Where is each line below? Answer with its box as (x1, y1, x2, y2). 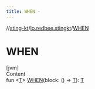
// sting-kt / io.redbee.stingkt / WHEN (6, 24, 89, 31)
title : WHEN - (6, 8, 41, 15)
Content (6, 70, 26, 77)
